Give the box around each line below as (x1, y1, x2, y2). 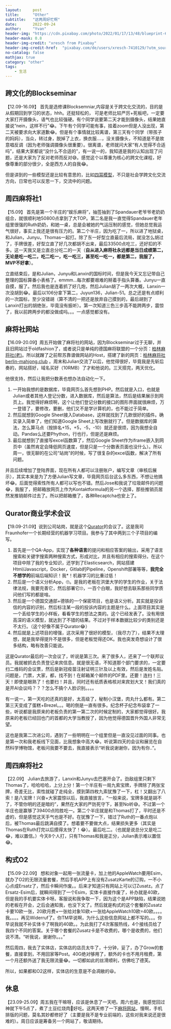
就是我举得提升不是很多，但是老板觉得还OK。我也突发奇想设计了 (21, 636, 158, 642)
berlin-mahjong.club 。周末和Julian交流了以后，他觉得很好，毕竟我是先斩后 (5, 358, 164, 364)
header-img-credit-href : (5, 45, 58, 50)
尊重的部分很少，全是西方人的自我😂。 (9, 161, 91, 167)
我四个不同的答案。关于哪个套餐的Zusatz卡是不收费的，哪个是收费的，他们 (5, 927, 162, 933)
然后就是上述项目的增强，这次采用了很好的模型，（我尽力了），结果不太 (12, 630, 160, 636)
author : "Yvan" (5, 26, 47, 32)
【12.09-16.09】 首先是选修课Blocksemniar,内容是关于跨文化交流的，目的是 (5, 103, 163, 109)
